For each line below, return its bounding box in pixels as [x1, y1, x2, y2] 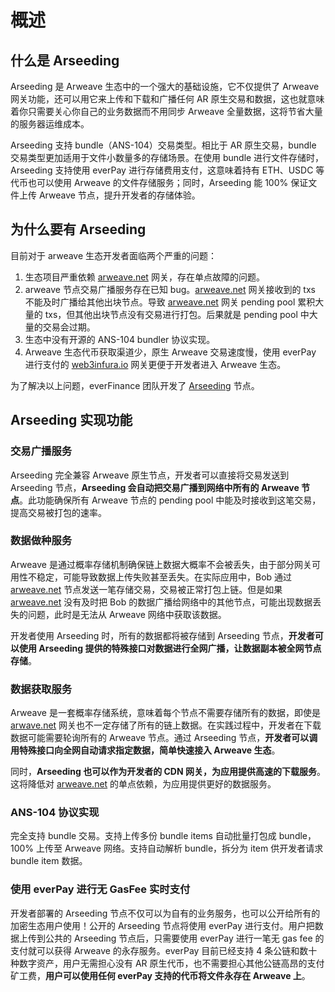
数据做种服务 [10, 534, 73, 548]
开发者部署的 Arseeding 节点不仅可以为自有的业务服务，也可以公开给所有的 [10, 907, 321, 919]
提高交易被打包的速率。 [10, 506, 107, 518]
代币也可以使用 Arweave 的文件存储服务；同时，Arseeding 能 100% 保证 [10, 177, 309, 188]
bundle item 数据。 [10, 855, 88, 867]
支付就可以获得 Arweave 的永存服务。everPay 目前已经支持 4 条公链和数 [10, 944, 309, 956]
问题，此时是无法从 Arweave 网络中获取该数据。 [27, 608, 227, 620]
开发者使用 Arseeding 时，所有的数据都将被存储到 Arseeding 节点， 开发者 [10, 629, 315, 641]
